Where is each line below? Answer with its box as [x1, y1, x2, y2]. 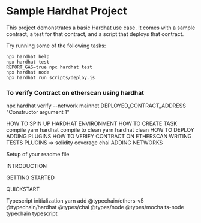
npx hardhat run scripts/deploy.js [6, 74, 95, 80]
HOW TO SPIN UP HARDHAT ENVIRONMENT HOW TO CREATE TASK [6, 120, 178, 127]
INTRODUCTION [6, 162, 47, 170]
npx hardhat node [6, 69, 50, 76]
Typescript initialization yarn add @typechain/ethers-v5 [6, 197, 144, 204]
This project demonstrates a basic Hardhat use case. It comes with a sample [6, 24, 196, 31]
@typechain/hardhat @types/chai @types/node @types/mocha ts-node [6, 204, 184, 211]
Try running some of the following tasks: [6, 42, 106, 49]
